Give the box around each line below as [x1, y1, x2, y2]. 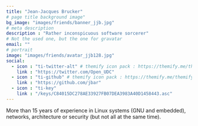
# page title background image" [6, 14, 85, 20]
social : [6, 58, 25, 64]
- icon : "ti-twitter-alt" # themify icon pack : [11, 63, 136, 69]
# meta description [6, 25, 54, 31]
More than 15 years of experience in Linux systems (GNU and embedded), [6, 107, 186, 114]
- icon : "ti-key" [11, 85, 57, 91]
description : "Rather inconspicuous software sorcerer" [6, 31, 149, 37]
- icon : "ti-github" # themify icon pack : [11, 74, 123, 80]
